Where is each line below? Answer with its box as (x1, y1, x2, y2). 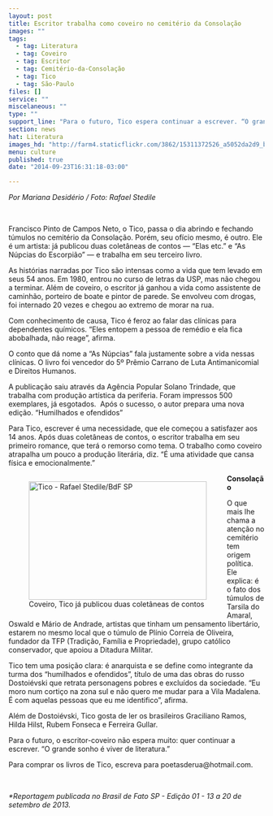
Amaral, (227, 610, 253, 620)
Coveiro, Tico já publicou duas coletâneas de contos (28, 599, 205, 610)
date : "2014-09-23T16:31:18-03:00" (8, 163, 129, 171)
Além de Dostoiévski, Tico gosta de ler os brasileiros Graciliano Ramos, (8, 711, 247, 721)
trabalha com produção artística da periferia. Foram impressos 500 (8, 391, 233, 401)
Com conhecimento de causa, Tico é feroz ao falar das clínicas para (8, 316, 237, 326)
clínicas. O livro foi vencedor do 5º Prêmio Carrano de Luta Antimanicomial (8, 358, 259, 367)
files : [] (8, 87, 42, 96)
